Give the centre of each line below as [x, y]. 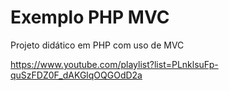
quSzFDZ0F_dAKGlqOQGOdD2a [76, 75]
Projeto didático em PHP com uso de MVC [97, 45]
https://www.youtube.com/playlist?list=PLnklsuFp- [114, 64]
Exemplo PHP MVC [90, 17]
